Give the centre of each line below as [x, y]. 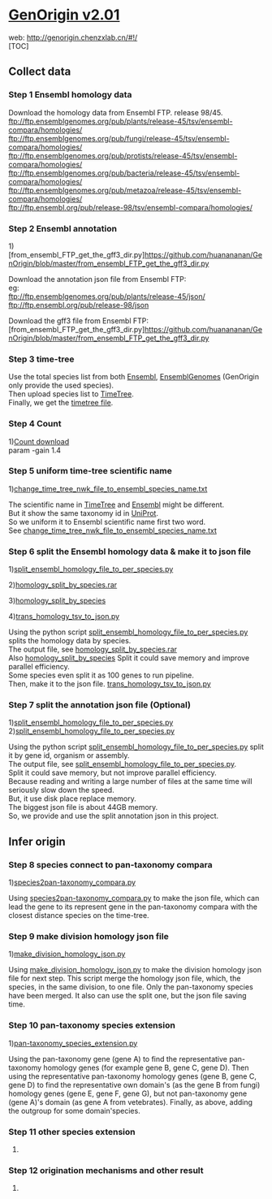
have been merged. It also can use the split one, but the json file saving [127, 996]
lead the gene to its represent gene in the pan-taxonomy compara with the [133, 907]
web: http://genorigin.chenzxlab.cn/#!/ [73, 37]
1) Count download [39, 441]
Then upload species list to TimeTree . [71, 394]
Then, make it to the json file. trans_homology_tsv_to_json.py [110, 684]
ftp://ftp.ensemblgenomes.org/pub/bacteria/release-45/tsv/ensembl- [124, 173]
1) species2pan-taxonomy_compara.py [72, 882]
